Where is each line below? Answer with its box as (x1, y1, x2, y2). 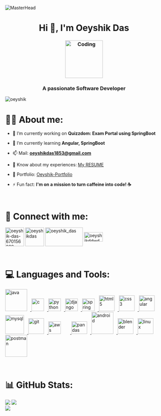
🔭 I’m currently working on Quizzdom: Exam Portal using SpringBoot (12, 130, 156, 136)
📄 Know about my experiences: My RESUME (12, 162, 104, 168)
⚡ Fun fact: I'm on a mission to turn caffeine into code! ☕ (12, 181, 131, 187)
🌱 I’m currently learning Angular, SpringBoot (12, 140, 105, 146)
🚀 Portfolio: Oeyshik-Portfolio (12, 171, 72, 177)
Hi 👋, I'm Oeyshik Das (38, 23, 129, 34)
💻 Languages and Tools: (5, 269, 110, 280)
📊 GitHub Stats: (5, 379, 73, 391)
